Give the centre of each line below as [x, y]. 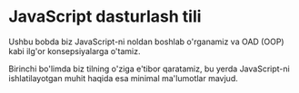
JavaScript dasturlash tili [105, 17]
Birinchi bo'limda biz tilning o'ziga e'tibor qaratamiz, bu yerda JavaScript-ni [149, 69]
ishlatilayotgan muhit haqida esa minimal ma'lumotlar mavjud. [123, 78]
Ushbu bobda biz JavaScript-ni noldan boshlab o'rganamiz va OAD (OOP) [146, 42]
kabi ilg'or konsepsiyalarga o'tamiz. [75, 51]
